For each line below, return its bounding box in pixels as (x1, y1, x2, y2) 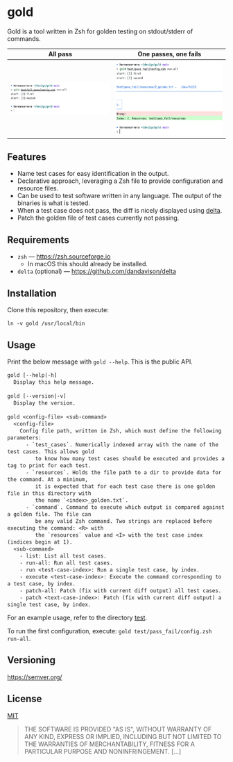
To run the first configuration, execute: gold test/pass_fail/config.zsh (7, 626, 212, 635)
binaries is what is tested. (17, 199, 90, 207)
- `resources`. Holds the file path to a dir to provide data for (25, 469, 222, 476)
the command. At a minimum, (7, 476, 89, 483)
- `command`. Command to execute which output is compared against (25, 503, 225, 511)
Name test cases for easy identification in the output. (17, 170, 169, 178)
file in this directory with (7, 489, 92, 497)
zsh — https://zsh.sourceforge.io (17, 252, 111, 261)
